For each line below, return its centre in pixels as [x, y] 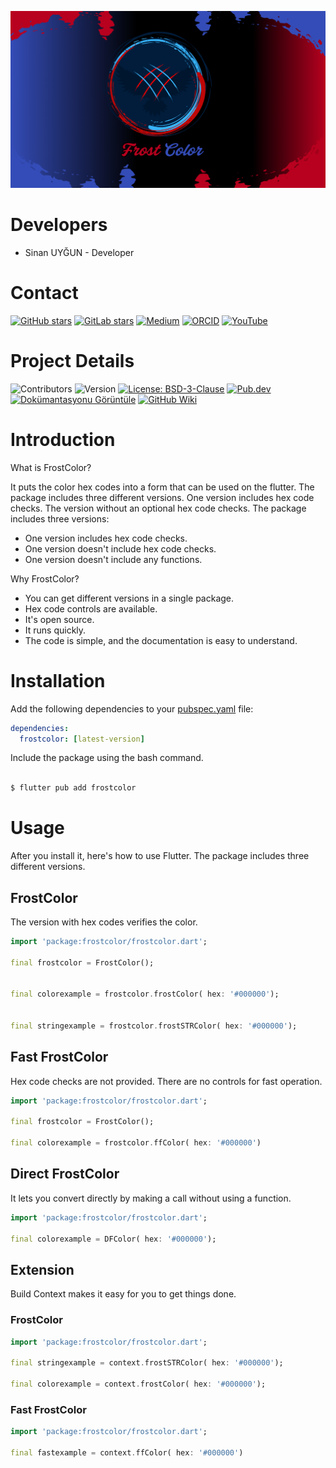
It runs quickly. [55, 630]
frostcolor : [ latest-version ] [82, 739]
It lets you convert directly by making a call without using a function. [151, 1198]
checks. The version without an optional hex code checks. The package [158, 508]
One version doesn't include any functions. [113, 559]
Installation [58, 680]
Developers [59, 225]
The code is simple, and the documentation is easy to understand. [161, 640]
